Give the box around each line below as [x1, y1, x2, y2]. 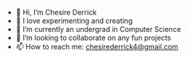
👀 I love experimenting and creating [15, 16, 133, 26]
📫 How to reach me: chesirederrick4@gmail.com [15, 42, 179, 51]
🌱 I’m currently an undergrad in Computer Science [15, 25, 182, 33]
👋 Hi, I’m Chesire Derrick [15, 8, 97, 17]
